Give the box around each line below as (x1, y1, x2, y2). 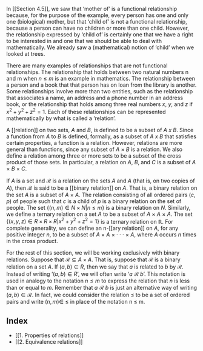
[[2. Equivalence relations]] (15, 338, 83, 346)
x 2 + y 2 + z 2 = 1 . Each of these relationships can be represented (6, 107, 166, 115)
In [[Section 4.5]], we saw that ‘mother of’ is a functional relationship (6, 5, 178, 12)
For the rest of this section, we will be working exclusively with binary (6, 249, 180, 256)
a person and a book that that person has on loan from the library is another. (6, 81, 197, 89)
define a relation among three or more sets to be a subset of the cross (6, 152, 181, 159)
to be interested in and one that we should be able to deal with (6, 38, 162, 44)
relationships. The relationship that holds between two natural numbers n (6, 69, 189, 75)
